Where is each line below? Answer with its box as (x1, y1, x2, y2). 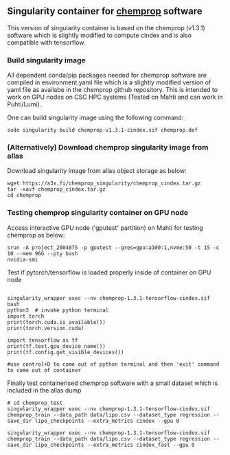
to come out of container (7, 366, 81, 373)
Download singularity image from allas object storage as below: (7, 167, 187, 175)
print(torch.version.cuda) (7, 325, 84, 331)
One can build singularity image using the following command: (7, 113, 184, 122)
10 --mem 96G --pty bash (7, 250, 78, 257)
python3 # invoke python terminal (7, 307, 109, 314)
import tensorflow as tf (7, 336, 78, 344)
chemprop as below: (7, 231, 65, 239)
